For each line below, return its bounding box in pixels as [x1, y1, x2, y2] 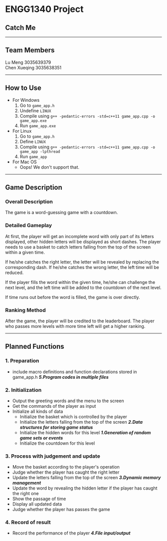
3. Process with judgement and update [5, 453, 100, 460]
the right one [12, 491, 39, 497]
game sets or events [19, 435, 63, 441]
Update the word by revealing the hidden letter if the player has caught [12, 485, 158, 491]
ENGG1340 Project [5, 3, 83, 15]
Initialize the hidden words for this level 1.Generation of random [19, 429, 151, 435]
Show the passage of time [12, 496, 66, 502]
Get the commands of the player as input [12, 403, 96, 409]
